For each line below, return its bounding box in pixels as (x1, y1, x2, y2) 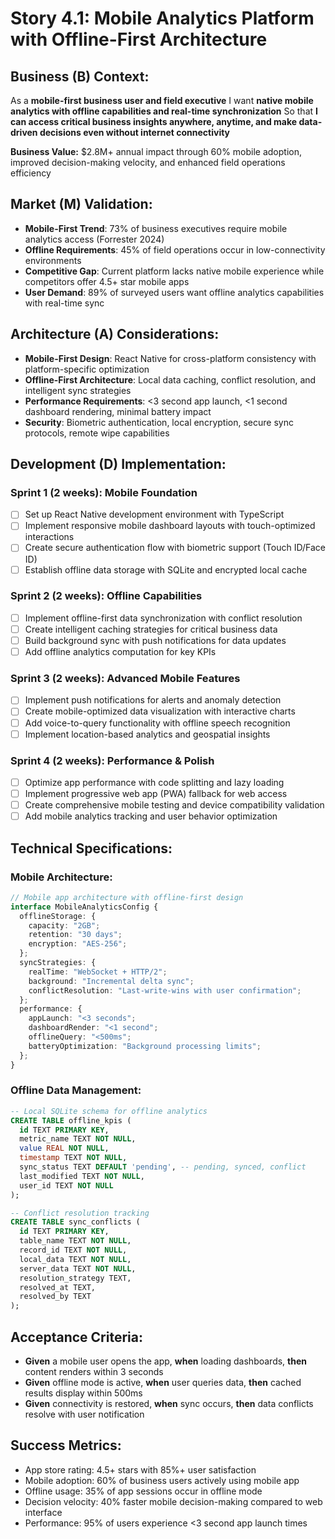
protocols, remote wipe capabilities (24, 427, 170, 439)
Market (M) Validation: (10, 196, 153, 213)
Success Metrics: (10, 1437, 122, 1454)
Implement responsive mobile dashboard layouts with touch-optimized (24, 520, 316, 532)
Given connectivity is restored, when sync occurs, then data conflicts (24, 1398, 314, 1409)
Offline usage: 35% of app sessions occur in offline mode (24, 1485, 263, 1497)
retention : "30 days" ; (28, 930, 123, 940)
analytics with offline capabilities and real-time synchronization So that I (10, 105, 318, 117)
